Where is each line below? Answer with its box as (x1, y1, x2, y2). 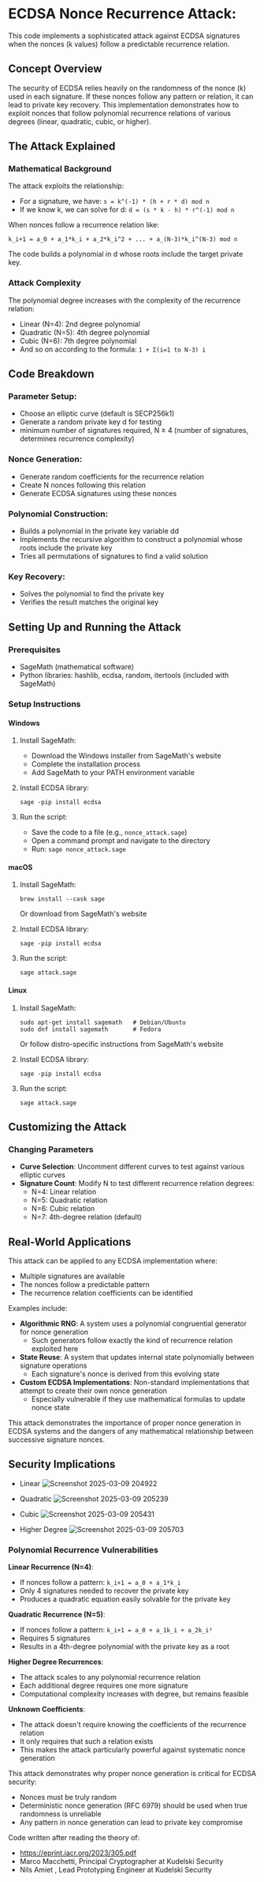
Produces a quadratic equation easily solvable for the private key (19, 1594, 231, 1604)
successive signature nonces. (8, 1435, 105, 1444)
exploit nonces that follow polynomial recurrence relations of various (8, 108, 231, 118)
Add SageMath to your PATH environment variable (31, 768, 195, 777)
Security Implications (8, 1458, 116, 1471)
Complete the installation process (31, 759, 140, 769)
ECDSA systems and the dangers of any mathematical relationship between (8, 1427, 254, 1436)
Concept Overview (8, 62, 102, 76)
